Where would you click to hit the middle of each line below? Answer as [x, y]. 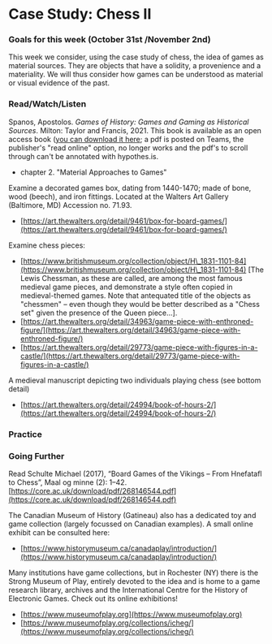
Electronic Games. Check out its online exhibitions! [93, 599]
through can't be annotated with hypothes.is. [84, 156]
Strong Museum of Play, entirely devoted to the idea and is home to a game [134, 581]
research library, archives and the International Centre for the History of [128, 590]
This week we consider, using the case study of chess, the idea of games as [136, 57]
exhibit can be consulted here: [59, 532]
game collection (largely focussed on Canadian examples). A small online [131, 524]
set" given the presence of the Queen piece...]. [99, 313]
